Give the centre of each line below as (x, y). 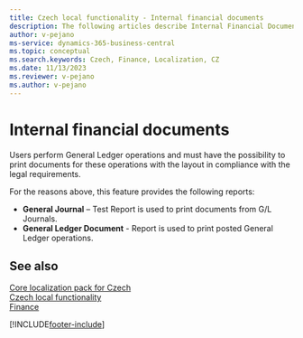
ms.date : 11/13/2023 (48, 69)
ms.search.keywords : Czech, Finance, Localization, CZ (115, 60)
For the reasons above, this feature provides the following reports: (132, 192)
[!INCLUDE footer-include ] (57, 324)
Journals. (40, 219)
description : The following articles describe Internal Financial (137, 26)
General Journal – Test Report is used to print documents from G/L (147, 209)
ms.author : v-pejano (48, 85)
